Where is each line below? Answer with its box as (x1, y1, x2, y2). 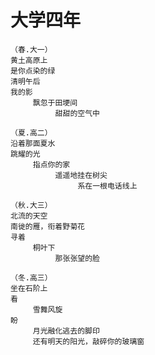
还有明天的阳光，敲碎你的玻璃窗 (32, 336, 145, 346)
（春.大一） (10, 44, 53, 55)
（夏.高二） (10, 127, 53, 138)
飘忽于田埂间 (32, 97, 78, 108)
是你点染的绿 (10, 66, 56, 76)
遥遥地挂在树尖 (54, 170, 108, 180)
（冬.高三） (10, 272, 53, 283)
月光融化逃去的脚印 (32, 326, 100, 336)
